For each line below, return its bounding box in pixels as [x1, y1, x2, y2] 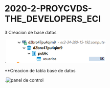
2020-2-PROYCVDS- [4, 3, 92, 14]
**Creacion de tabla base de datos [4, 67, 76, 73]
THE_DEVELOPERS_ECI [4, 13, 101, 24]
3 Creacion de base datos [4, 29, 57, 35]
